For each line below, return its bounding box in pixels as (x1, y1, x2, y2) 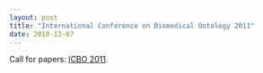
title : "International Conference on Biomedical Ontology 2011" (9, 21, 255, 30)
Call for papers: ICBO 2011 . (9, 54, 109, 65)
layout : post (9, 12, 58, 22)
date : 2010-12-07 (9, 29, 75, 38)
